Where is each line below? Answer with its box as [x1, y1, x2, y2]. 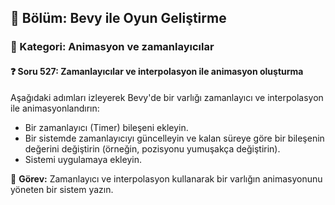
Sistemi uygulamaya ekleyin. [24, 153, 142, 165]
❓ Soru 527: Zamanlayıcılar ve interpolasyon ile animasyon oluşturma [10, 65, 304, 77]
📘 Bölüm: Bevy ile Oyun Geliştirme [10, 10, 227, 27]
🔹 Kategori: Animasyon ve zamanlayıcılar [10, 40, 215, 54]
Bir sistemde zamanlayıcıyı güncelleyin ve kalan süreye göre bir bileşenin [24, 132, 325, 144]
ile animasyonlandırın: [10, 102, 100, 114]
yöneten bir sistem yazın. [10, 183, 114, 195]
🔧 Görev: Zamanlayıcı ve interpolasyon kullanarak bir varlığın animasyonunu [10, 172, 323, 185]
